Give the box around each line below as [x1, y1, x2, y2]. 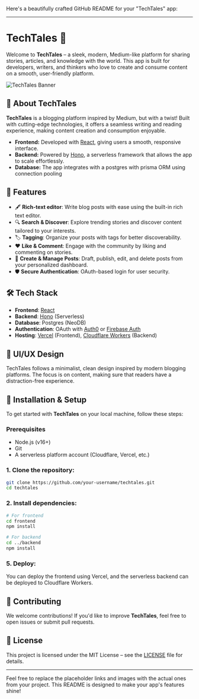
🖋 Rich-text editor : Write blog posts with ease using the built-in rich [14, 203, 183, 210]
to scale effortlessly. [14, 157, 65, 164]
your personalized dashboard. [14, 261, 88, 268]
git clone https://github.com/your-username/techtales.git [6, 479, 155, 485]
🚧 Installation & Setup [6, 395, 87, 405]
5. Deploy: [6, 559, 36, 567]
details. [6, 657, 24, 665]
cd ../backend [6, 540, 41, 546]
